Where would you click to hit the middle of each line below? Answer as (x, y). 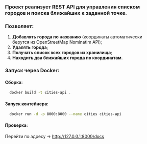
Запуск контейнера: (27, 104)
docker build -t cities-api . (40, 93)
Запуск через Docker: (32, 71)
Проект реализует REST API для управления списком (73, 7)
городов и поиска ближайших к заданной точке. (66, 13)
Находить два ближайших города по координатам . (67, 58)
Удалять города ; (30, 47)
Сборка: (14, 82)
